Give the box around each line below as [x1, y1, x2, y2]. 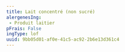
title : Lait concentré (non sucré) [6, 8, 96, 15]
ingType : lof [6, 31, 39, 37]
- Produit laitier [8, 20, 55, 26]
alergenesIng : [6, 14, 42, 20]
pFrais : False [6, 25, 42, 32]
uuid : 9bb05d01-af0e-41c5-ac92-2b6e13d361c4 [6, 36, 120, 42]
